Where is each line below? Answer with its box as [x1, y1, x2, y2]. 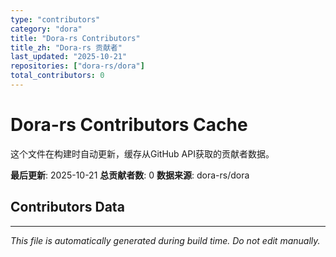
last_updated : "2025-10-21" [10, 52, 128, 62]
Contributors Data [10, 199, 125, 216]
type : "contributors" [10, 14, 101, 25]
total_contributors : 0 [10, 71, 105, 81]
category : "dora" [10, 24, 83, 34]
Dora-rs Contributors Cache [10, 114, 248, 136]
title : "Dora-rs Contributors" [10, 33, 141, 43]
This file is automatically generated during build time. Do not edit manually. [10, 234, 321, 246]
